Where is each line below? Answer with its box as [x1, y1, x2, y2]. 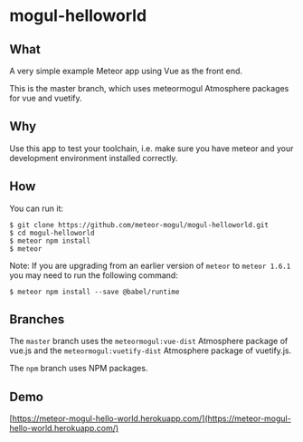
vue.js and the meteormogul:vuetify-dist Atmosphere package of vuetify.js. [9, 345, 292, 356]
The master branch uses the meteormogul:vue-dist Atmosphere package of [9, 336, 289, 347]
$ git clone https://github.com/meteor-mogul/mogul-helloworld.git [9, 220, 270, 229]
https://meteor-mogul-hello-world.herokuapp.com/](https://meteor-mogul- [12, 413, 291, 424]
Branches [9, 312, 65, 327]
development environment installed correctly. [9, 152, 178, 163]
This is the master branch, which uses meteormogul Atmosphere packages [9, 83, 289, 93]
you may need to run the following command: [9, 269, 178, 281]
